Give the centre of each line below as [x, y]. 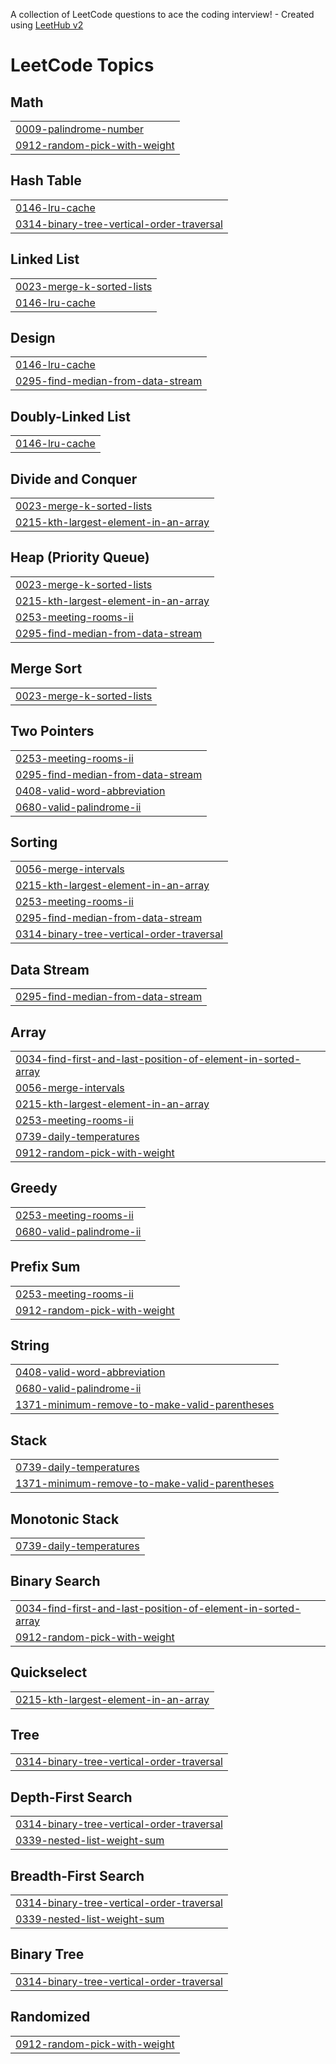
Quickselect [49, 1672]
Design [33, 338]
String [30, 1345]
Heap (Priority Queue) [80, 557]
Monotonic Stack [65, 1519]
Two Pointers [52, 731]
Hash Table [46, 180]
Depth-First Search [71, 1797]
